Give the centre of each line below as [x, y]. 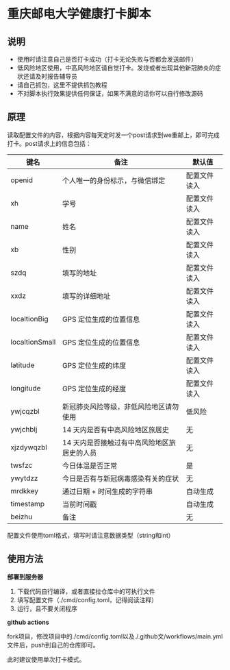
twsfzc [22, 465]
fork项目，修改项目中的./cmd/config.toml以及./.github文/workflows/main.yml [115, 636]
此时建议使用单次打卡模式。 [46, 659]
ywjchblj [24, 429]
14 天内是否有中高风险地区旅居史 [116, 430]
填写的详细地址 [87, 296]
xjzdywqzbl [29, 447]
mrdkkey [25, 491]
